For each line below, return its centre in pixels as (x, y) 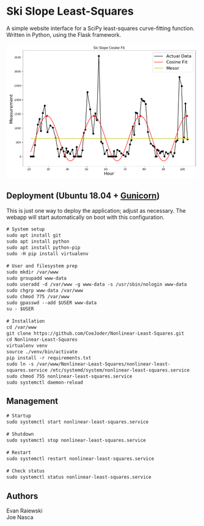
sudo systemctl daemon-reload (45, 382)
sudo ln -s (20, 364)
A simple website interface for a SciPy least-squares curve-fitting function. (100, 28)
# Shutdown (20, 434)
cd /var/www (21, 327)
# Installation (26, 321)
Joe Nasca (20, 517)
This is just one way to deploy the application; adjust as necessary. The (96, 210)
